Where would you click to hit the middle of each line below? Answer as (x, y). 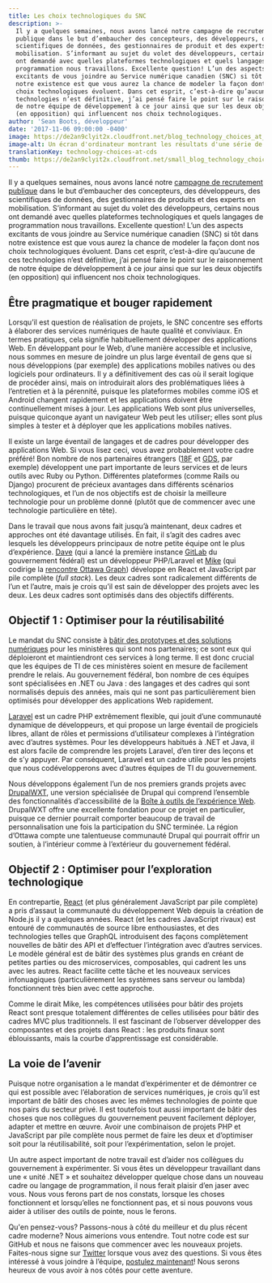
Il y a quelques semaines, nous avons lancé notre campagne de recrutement (136, 183)
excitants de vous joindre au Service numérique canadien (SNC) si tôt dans (134, 234)
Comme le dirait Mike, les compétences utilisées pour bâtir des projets (126, 1004)
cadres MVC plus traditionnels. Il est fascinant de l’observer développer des (135, 1021)
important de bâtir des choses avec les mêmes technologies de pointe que (133, 1100)
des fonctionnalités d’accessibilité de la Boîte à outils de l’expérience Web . (132, 801)
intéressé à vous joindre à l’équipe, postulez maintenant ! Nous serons (124, 1261)
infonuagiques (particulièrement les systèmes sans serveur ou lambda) (127, 979)
